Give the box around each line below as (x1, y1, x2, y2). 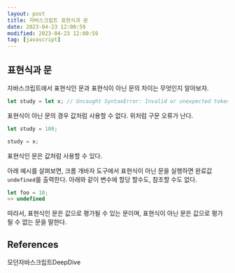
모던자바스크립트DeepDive (7, 258, 81, 267)
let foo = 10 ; (7, 189, 49, 196)
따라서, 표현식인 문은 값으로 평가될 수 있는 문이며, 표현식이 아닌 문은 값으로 (7, 209, 211, 218)
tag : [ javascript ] (7, 36, 61, 43)
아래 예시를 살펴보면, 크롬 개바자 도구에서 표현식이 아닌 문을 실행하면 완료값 (7, 166, 213, 175)
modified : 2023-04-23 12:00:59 (7, 29, 99, 37)
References (7, 239, 59, 251)
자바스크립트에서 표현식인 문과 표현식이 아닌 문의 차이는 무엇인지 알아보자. (7, 83, 209, 92)
